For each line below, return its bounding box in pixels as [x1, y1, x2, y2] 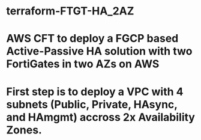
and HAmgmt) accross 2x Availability [6, 110, 195, 124]
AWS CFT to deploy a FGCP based [6, 32, 179, 46]
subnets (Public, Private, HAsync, [6, 97, 178, 111]
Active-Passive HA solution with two [6, 44, 193, 58]
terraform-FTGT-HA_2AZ [6, 4, 134, 18]
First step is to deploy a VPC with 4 [6, 85, 184, 99]
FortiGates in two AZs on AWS [6, 57, 160, 71]
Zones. [6, 123, 42, 136]
